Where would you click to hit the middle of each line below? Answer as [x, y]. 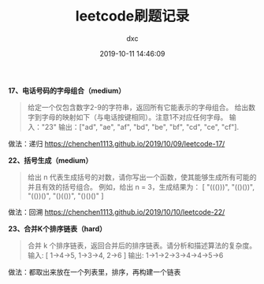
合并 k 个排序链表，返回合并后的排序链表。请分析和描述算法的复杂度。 [142, 245]
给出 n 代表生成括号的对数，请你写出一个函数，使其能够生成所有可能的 [142, 177]
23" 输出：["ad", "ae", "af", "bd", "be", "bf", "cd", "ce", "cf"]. [141, 127]
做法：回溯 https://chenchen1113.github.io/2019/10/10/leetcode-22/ [117, 212]
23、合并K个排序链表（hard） [57, 228]
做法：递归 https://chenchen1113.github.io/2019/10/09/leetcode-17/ [117, 143]
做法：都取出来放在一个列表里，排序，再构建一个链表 [95, 271]
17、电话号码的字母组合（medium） [67, 90]
